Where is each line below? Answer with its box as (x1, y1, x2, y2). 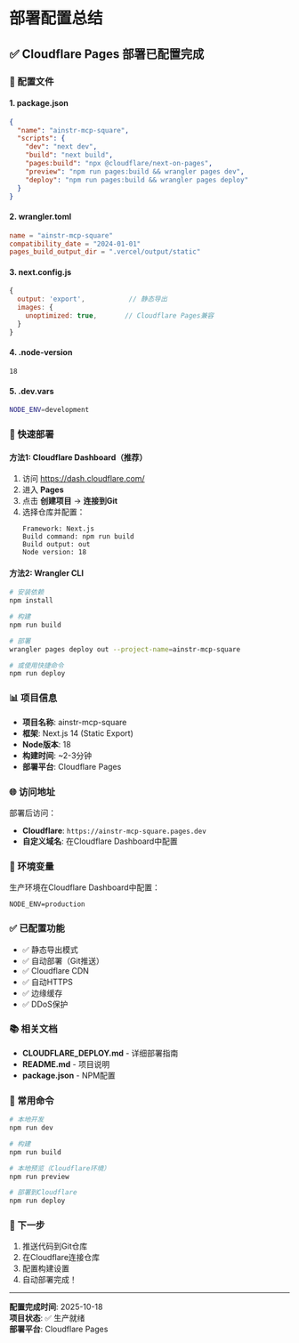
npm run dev (9, 1123, 53, 1132)
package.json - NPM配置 (21, 1070, 116, 1080)
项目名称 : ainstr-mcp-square (21, 716, 127, 727)
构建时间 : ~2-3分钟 (21, 749, 93, 761)
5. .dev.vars (9, 385, 54, 396)
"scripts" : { (17, 134, 66, 143)
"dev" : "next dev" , (25, 142, 98, 151)
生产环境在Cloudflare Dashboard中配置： (9, 882, 160, 893)
